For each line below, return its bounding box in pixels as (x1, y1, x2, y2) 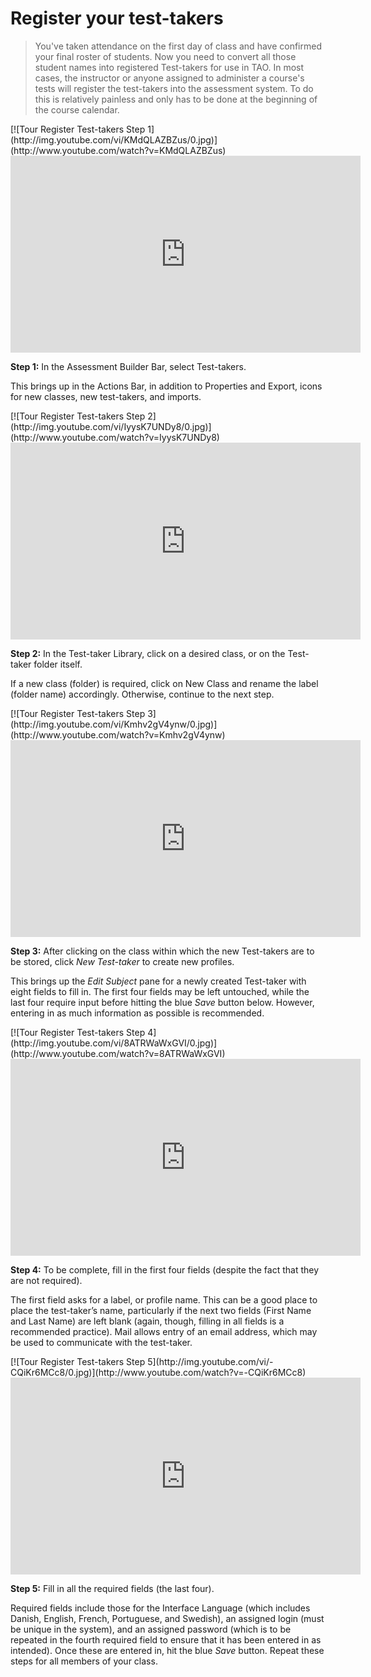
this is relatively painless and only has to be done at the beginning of (34, 93, 318, 105)
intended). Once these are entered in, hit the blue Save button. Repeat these (10, 1644, 325, 1656)
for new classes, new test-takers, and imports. (10, 390, 202, 402)
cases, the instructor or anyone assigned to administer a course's (34, 72, 305, 84)
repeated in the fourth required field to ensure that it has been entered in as (10, 1633, 322, 1646)
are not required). (10, 1274, 83, 1286)
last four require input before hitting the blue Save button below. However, (10, 996, 315, 1008)
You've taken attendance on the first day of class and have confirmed (34, 40, 322, 52)
